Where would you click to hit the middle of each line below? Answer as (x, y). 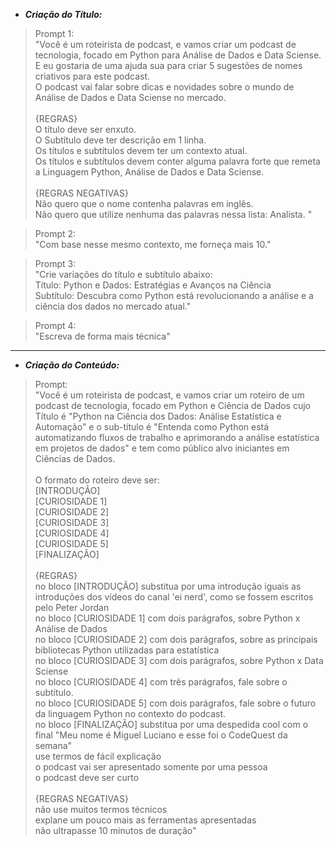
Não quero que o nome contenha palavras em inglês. (144, 203)
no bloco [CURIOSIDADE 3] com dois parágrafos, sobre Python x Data (179, 660)
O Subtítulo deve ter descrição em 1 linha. (120, 140)
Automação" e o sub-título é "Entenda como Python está (152, 427)
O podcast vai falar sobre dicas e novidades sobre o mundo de (164, 87)
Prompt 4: (55, 325)
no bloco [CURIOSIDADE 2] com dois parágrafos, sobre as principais (176, 639)
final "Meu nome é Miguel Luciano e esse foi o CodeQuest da (161, 735)
